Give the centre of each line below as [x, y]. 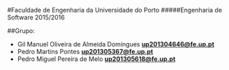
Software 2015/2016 [36, 17]
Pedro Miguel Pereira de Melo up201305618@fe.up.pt [96, 59]
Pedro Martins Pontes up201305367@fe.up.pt [85, 52]
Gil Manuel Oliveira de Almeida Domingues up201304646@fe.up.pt [116, 44]
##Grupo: [21, 31]
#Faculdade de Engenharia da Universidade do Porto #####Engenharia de [114, 10]
